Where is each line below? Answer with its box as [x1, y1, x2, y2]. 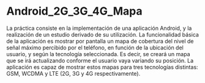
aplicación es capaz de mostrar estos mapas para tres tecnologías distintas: [6, 63, 198, 71]
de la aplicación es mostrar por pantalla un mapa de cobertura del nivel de [6, 37, 194, 45]
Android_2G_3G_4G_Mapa [6, 4, 143, 18]
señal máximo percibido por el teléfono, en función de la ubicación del [6, 44, 184, 51]
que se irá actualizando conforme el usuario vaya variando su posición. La [6, 57, 194, 64]
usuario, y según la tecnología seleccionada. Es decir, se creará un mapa [6, 50, 191, 57]
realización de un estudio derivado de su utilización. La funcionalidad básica [6, 31, 199, 38]
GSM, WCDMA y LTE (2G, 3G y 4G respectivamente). [6, 70, 141, 77]
